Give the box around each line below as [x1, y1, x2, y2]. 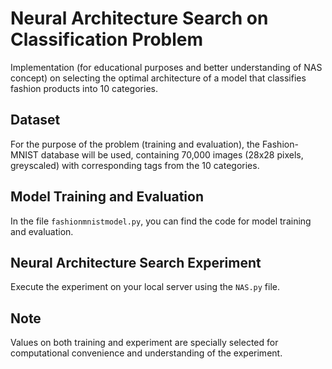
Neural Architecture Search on [10, 7, 269, 30]
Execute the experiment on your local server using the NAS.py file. [10, 281, 280, 293]
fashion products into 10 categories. [10, 82, 158, 94]
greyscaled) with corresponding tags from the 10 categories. [10, 159, 260, 171]
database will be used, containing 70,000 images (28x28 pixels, [40, 148, 304, 161]
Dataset [10, 112, 61, 129]
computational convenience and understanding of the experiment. [10, 347, 283, 359]
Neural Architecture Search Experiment [10, 254, 262, 271]
